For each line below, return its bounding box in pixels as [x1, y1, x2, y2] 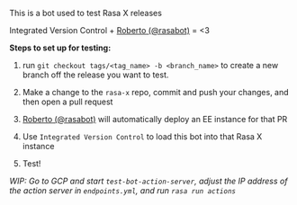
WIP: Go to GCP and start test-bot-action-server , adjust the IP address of [9, 175, 288, 186]
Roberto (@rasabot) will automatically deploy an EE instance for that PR [22, 114, 288, 124]
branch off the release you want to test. [22, 69, 169, 80]
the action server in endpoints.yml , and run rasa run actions [9, 185, 237, 196]
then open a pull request [22, 96, 113, 107]
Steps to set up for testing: [9, 42, 112, 53]
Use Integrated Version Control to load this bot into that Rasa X [22, 131, 263, 142]
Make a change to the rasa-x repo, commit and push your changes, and [22, 87, 290, 97]
